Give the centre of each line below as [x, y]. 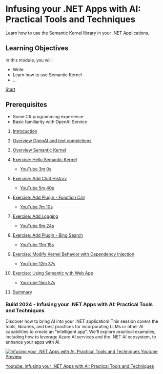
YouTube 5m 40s [37, 188]
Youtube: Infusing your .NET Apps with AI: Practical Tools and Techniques [80, 366]
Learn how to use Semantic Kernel [47, 75]
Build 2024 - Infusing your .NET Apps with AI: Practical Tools [79, 305]
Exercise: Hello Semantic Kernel [45, 159]
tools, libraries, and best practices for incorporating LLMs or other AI [74, 326]
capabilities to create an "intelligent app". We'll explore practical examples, [81, 332]
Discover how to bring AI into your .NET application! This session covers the [82, 321]
